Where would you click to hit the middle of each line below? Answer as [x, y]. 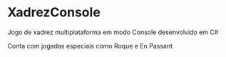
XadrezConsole [54, 12]
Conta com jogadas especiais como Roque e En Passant [90, 46]
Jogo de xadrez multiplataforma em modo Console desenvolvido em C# [113, 32]
